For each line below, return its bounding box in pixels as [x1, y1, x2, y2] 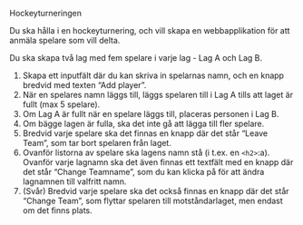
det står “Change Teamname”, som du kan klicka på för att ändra [22, 167, 265, 177]
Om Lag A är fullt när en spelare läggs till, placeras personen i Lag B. [22, 109, 279, 119]
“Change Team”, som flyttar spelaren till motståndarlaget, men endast [22, 195, 283, 206]
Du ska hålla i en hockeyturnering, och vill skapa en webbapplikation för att [9, 25, 290, 35]
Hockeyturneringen [9, 8, 82, 18]
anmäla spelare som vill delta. [9, 35, 121, 45]
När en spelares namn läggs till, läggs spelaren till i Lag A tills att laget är [22, 90, 293, 100]
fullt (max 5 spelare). [22, 99, 101, 110]
